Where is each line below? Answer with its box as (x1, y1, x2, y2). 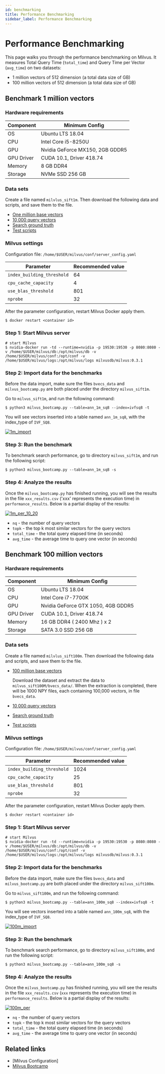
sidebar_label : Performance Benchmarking (5, 16, 92, 21)
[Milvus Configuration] (12, 1058, 58, 1064)
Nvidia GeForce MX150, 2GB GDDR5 (41, 146, 127, 153)
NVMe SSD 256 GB (41, 171, 86, 177)
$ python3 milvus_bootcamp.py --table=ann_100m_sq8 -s (5, 962, 121, 967)
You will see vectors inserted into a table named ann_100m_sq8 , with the (5, 908, 150, 914)
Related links (5, 1045, 46, 1053)
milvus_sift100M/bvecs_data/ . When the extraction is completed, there (12, 682, 157, 688)
